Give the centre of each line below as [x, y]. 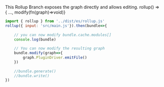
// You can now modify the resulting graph [60, 48]
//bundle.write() [32, 76]
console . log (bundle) [35, 39]
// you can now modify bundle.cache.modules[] [63, 35]
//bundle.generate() [35, 71]
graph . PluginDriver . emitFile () [55, 58]
